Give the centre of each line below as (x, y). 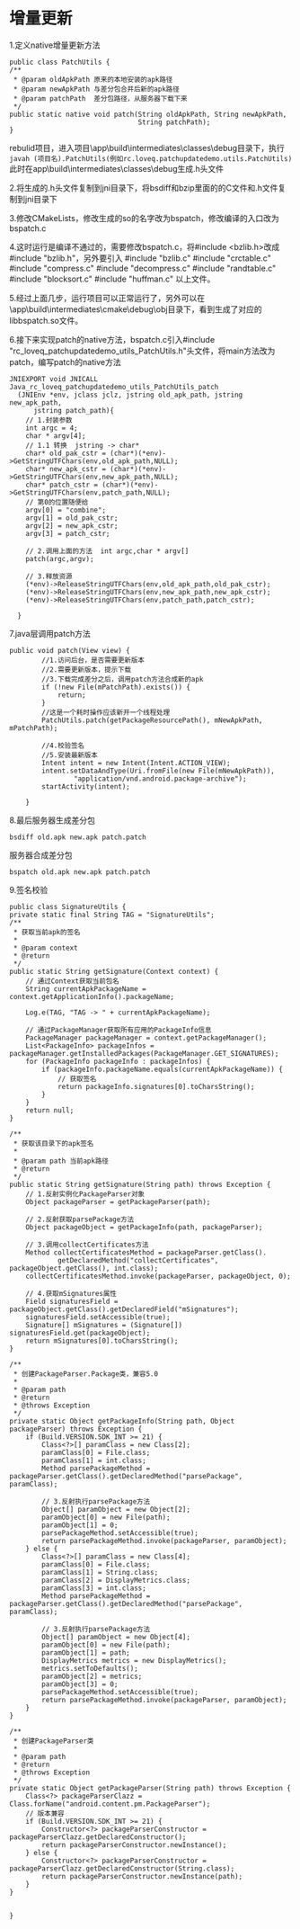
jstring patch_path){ (74, 410)
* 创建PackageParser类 (53, 1741)
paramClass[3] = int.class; (94, 1588)
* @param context (45, 948)
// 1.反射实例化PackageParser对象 (85, 1194)
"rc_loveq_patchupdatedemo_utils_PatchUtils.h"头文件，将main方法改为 (142, 351)
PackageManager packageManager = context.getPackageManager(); (146, 1038)
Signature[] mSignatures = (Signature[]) (104, 1325)
